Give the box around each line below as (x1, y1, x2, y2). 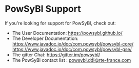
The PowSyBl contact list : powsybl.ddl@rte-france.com (12, 57, 131, 63)
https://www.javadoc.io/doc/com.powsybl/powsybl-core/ (12, 40, 134, 47)
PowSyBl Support (5, 3, 81, 15)
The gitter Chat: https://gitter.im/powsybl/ (12, 52, 101, 58)
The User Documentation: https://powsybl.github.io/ (12, 30, 123, 36)
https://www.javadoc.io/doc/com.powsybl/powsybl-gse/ (12, 46, 132, 52)
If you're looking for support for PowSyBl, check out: (5, 20, 116, 26)
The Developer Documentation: (12, 35, 79, 41)
